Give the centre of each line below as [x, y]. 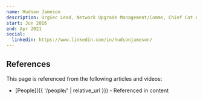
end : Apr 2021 [24, 29]
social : [16, 34]
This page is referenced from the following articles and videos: [84, 78]
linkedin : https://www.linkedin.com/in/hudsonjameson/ [82, 40]
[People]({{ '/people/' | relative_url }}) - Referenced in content [92, 90]
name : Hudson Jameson [34, 12]
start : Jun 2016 [27, 23]
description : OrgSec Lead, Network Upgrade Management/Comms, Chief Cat [100, 17]
